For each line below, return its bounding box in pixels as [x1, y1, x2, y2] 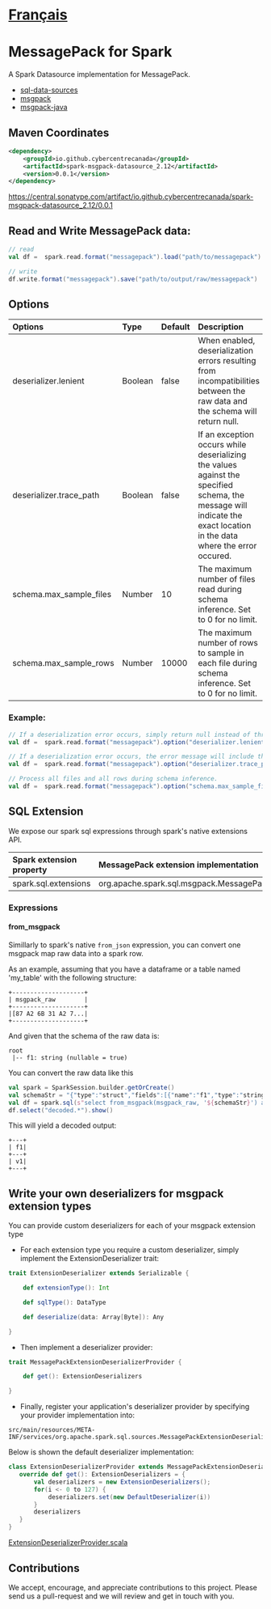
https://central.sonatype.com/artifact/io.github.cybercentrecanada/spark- [8, 192, 254, 201]
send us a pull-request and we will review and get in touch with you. [8, 1591, 235, 1601]
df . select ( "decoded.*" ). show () [8, 1106, 114, 1114]
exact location [197, 520, 252, 531]
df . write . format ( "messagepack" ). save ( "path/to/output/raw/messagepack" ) [8, 275, 258, 283]
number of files [197, 574, 256, 585]
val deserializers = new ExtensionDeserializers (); [33, 1478, 211, 1486]
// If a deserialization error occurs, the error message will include [8, 752, 254, 761]
